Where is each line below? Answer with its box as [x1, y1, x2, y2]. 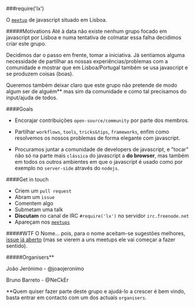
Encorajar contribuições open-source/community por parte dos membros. [14, 117, 190, 124]
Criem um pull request [14, 187, 72, 194]
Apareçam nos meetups [14, 218, 70, 225]
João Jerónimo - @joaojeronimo [6, 265, 84, 272]
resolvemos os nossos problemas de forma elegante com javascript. [14, 134, 180, 141]
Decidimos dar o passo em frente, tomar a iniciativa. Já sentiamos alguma [6, 52, 185, 58]
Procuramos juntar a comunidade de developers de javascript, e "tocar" [14, 146, 189, 153]
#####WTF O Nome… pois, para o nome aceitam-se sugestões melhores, [6, 230, 186, 237]
